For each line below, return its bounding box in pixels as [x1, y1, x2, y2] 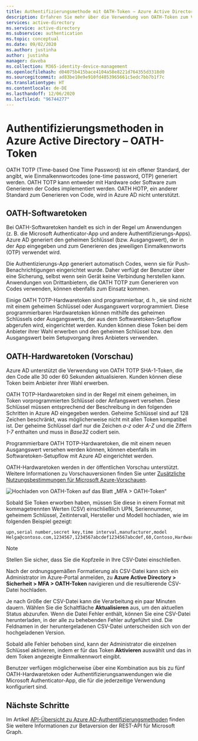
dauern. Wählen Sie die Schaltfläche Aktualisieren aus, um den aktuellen [6, 604, 184, 611]
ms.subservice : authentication [6, 31, 83, 37]
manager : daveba [6, 58, 46, 64]
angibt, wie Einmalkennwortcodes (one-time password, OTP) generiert [6, 172, 178, 180]
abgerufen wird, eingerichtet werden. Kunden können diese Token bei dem [6, 322, 188, 329]
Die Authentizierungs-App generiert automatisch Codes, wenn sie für [6, 260, 174, 267]
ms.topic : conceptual [6, 36, 60, 42]
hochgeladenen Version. [6, 629, 66, 636]
